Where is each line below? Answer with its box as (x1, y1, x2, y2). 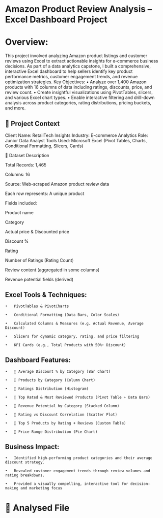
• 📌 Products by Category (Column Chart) (5, 378, 96, 383)
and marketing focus (20, 486, 63, 491)
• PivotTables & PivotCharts (5, 304, 69, 309)
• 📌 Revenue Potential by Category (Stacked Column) (5, 403, 120, 408)
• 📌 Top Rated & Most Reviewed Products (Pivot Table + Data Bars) (5, 395, 151, 400)
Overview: (5, 36, 49, 48)
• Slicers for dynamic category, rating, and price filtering (5, 334, 139, 339)
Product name (5, 209, 34, 215)
